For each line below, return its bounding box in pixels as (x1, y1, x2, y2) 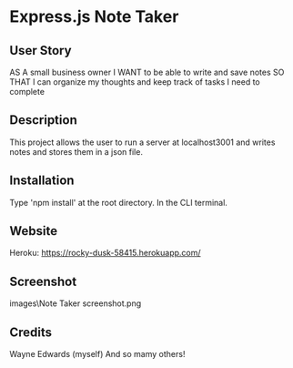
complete (9, 87, 45, 97)
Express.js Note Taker (9, 6, 179, 27)
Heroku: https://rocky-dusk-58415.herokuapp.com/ (9, 248, 202, 259)
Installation (9, 173, 75, 189)
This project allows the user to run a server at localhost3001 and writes (9, 137, 276, 148)
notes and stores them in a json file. (9, 146, 144, 157)
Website (9, 223, 57, 239)
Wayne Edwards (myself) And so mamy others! (9, 349, 186, 360)
